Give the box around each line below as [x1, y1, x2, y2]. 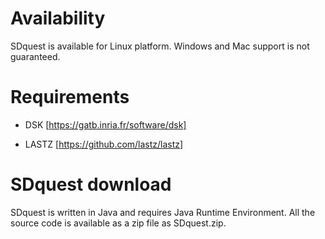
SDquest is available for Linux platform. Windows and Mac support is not [10, 40, 310, 52]
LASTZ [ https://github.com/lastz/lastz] [24, 138, 184, 150]
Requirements [10, 86, 130, 109]
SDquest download [10, 173, 172, 196]
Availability [10, 7, 106, 30]
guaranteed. [10, 50, 61, 62]
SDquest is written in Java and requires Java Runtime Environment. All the [10, 206, 316, 218]
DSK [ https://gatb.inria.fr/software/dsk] [24, 118, 187, 131]
